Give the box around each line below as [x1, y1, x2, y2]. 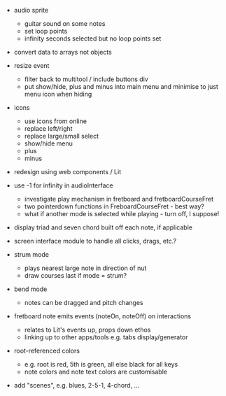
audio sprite [13, 6, 49, 14]
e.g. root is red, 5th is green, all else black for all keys [24, 360, 178, 368]
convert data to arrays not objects [13, 48, 112, 56]
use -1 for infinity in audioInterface [13, 181, 113, 190]
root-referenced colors [13, 346, 80, 355]
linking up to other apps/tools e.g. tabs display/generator [24, 333, 188, 341]
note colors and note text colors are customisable [24, 367, 168, 376]
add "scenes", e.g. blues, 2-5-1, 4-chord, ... [13, 381, 140, 389]
